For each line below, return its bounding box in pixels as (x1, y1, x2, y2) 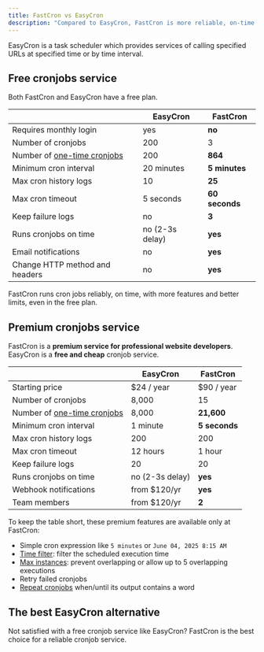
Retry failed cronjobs (19, 574, 88, 583)
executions (19, 566, 56, 576)
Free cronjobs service (8, 72, 118, 85)
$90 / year (197, 382, 237, 393)
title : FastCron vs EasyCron (8, 11, 104, 20)
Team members (12, 497, 70, 508)
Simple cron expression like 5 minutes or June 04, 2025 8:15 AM (19, 541, 227, 550)
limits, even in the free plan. (8, 298, 98, 307)
